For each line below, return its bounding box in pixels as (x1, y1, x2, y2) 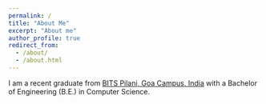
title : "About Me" (8, 19, 70, 27)
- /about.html (15, 57, 62, 65)
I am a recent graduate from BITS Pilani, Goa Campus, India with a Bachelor (8, 78, 258, 88)
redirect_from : (8, 42, 59, 50)
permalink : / (8, 11, 52, 20)
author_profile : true (8, 34, 81, 42)
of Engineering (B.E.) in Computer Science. (8, 86, 151, 96)
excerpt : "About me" (8, 26, 78, 34)
